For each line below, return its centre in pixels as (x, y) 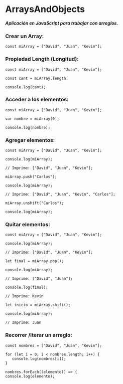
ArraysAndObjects (45, 9)
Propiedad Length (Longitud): (42, 59)
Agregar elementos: (30, 140)
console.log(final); (27, 287)
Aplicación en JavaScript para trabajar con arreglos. (62, 23)
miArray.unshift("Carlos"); (35, 203)
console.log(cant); (26, 87)
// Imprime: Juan (23, 323)
